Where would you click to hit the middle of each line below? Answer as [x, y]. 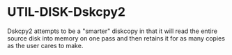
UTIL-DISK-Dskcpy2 [67, 12]
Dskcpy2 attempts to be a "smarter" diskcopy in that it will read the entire [113, 31]
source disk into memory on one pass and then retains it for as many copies [116, 38]
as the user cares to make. [45, 45]
